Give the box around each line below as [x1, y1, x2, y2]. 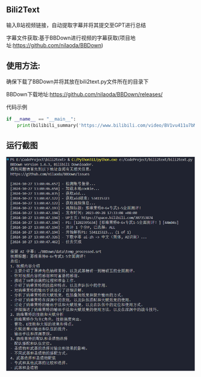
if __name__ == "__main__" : [6, 116, 77, 122]
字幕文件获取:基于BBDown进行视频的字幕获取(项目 [6, 34, 130, 41]
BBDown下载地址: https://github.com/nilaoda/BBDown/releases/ [6, 90, 163, 98]
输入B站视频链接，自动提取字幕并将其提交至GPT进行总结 [6, 21, 147, 29]
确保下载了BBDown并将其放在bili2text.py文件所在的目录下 [6, 78, 149, 85]
